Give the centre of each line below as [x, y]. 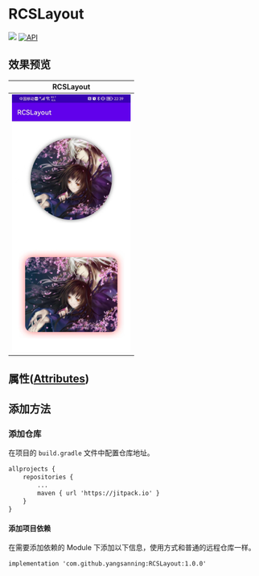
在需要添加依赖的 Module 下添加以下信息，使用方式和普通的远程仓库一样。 [132, 548]
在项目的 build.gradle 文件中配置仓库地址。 [81, 453]
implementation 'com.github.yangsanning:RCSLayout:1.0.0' [107, 564]
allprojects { [32, 469]
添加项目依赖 [29, 528]
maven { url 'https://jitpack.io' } [99, 493]
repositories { [48, 477]
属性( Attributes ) [49, 379]
